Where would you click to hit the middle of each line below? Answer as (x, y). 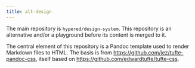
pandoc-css (21, 59)
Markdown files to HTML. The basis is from (59, 52)
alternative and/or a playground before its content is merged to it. (86, 35)
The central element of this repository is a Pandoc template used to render (98, 46)
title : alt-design (29, 12)
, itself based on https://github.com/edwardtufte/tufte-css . (107, 59)
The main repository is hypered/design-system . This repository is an (89, 28)
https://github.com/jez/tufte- (148, 52)
